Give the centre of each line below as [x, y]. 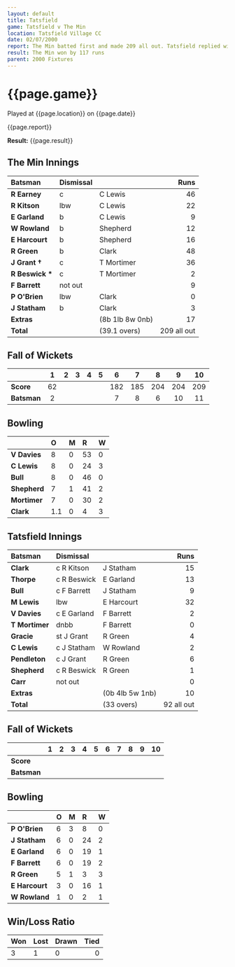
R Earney [26, 194]
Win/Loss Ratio [41, 921]
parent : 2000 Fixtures [40, 60]
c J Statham [76, 647]
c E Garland [75, 613]
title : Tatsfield [33, 20]
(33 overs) [120, 704]
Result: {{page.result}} [40, 140]
